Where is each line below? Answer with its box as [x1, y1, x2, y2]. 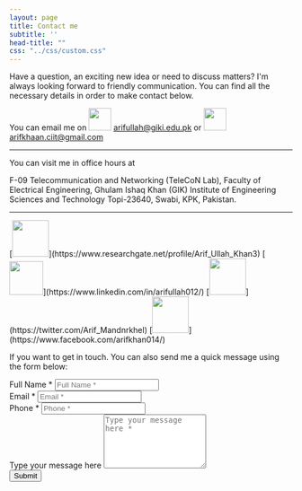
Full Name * [9, 379, 53, 390]
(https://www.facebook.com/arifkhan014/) [9, 334, 166, 346]
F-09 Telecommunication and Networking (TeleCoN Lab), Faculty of [9, 175, 262, 186]
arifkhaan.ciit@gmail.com [9, 132, 103, 143]
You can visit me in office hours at [9, 158, 136, 169]
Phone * [9, 403, 40, 414]
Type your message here [9, 460, 102, 471]
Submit [13, 471, 38, 481]
